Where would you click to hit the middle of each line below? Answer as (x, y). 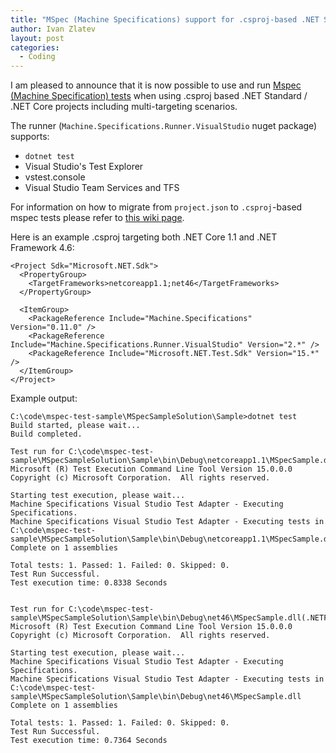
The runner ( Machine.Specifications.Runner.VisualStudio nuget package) (164, 126)
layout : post (37, 38)
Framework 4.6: (42, 248)
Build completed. (46, 434)
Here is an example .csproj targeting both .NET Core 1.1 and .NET (144, 237)
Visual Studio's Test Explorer (84, 167)
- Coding (37, 57)
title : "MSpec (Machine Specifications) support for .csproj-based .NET (165, 19)
